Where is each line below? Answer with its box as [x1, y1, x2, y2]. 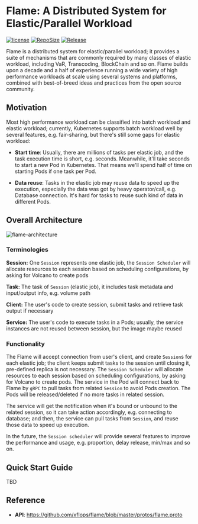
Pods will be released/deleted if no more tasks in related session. [6, 391, 165, 398]
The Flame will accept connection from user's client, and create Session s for [6, 353, 193, 361]
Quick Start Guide [6, 462, 73, 472]
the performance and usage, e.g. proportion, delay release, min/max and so [6, 439, 191, 446]
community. [6, 85, 35, 92]
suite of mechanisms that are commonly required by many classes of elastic [6, 54, 191, 61]
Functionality [6, 339, 46, 348]
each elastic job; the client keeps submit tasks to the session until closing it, [6, 359, 191, 367]
